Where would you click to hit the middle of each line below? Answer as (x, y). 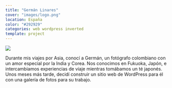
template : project (25, 34)
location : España (24, 19)
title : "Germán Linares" (32, 10)
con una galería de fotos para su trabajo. (48, 80)
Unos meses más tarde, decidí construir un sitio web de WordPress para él (84, 74)
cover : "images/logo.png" (33, 15)
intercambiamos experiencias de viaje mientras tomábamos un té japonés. (84, 69)
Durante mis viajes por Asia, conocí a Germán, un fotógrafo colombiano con (85, 58)
